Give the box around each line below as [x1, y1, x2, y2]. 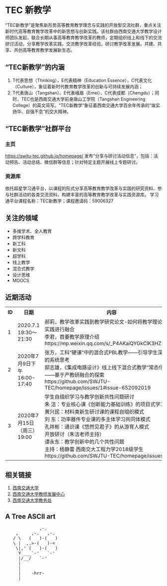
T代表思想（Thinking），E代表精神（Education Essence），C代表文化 [12, 77, 153, 83]
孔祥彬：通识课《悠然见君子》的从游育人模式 [44, 423, 149, 430]
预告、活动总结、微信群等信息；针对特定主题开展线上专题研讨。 [9, 159, 140, 165]
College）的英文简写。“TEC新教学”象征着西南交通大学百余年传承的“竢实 [12, 102, 161, 108]
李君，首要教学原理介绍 [44, 333, 99, 340]
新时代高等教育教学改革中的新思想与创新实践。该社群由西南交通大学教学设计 [5, 28, 162, 34]
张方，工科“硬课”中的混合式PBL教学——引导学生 [44, 349, 158, 356]
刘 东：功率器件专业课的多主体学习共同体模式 [44, 416, 151, 423]
